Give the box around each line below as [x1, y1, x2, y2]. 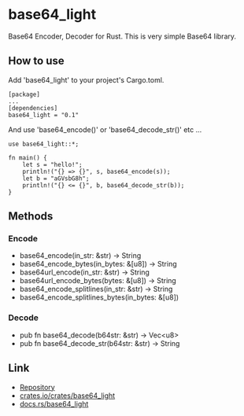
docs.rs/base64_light [19, 399, 89, 408]
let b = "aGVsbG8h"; [22, 175, 90, 182]
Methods [8, 210, 54, 223]
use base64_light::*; [8, 140, 79, 148]
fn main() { [8, 153, 47, 162]
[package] [8, 90, 41, 98]
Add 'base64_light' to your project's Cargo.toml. [8, 75, 165, 84]
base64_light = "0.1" [8, 111, 79, 119]
